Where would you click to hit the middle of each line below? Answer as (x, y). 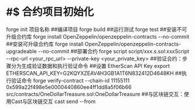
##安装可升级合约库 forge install (45, 44)
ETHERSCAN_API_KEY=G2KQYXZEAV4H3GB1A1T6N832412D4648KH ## (94, 73)
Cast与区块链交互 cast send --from (53, 101)
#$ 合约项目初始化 (50, 12)
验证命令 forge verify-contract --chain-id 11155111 (70, 80)
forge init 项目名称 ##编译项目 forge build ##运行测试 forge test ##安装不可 (97, 29)
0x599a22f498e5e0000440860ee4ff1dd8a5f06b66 (69, 87)
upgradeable (21, 51)
